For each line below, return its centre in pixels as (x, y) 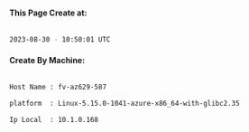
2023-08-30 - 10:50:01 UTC (60, 40)
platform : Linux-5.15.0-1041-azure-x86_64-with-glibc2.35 (125, 104)
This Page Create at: (48, 13)
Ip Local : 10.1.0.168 (54, 120)
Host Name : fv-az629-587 (58, 87)
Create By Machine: (47, 60)
